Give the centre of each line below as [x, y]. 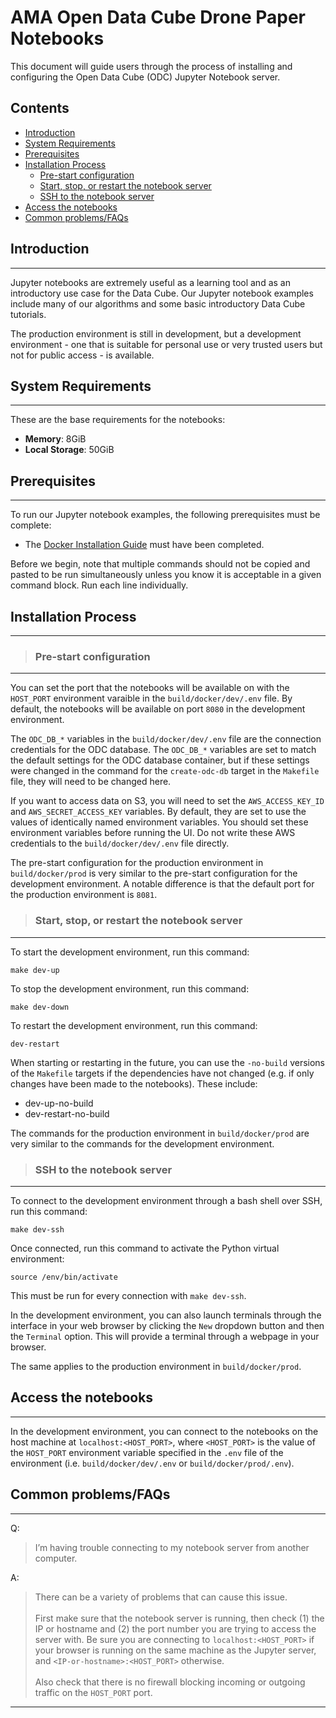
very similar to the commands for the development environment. [142, 1143]
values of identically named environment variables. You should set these [159, 822]
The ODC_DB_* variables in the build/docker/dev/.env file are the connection [166, 739]
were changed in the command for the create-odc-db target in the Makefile [165, 771]
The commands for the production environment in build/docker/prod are [160, 1133]
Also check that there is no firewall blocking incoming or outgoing [170, 1682]
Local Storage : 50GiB [69, 450]
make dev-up [35, 970]
